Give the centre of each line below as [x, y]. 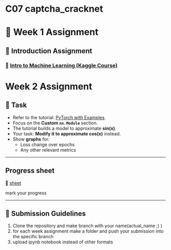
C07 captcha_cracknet [54, 9]
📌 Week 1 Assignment [52, 32]
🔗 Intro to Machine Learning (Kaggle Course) [62, 65]
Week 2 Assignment [49, 86]
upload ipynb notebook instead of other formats [63, 242]
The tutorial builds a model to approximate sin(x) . [64, 128]
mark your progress [26, 193]
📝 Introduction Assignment [49, 51]
